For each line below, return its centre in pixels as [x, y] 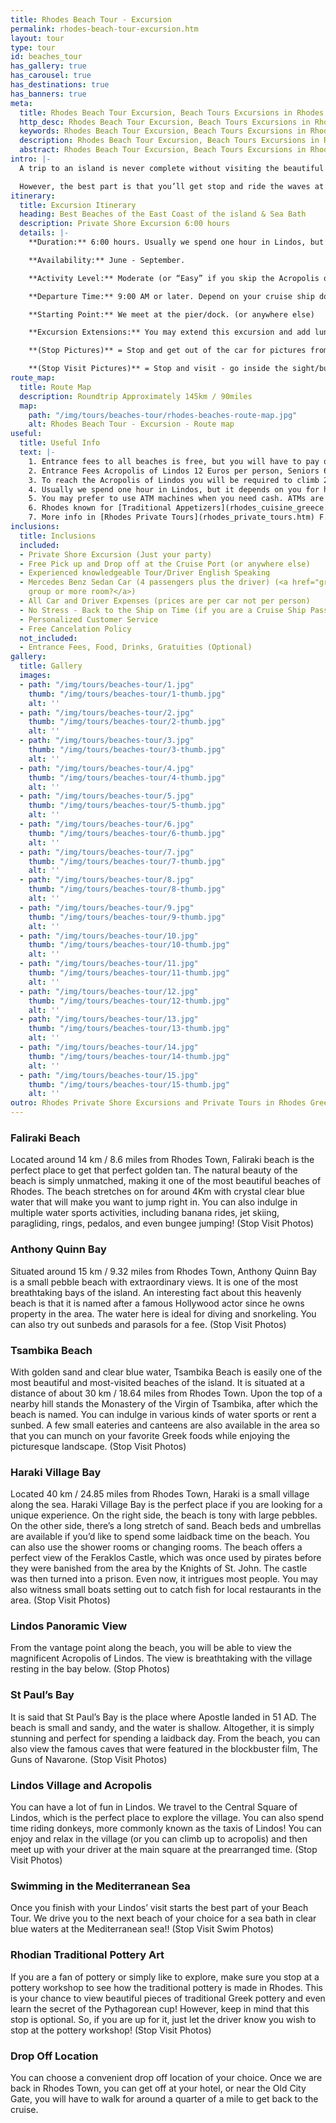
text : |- [37, 452]
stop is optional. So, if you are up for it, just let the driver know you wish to [163, 2019]
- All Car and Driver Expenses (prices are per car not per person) [165, 601]
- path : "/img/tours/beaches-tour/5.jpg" [107, 796]
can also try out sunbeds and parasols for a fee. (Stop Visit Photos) [148, 1324]
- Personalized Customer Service [89, 619]
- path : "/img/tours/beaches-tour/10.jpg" [109, 936]
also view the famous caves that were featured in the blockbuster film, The [164, 1748]
